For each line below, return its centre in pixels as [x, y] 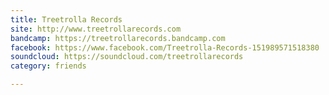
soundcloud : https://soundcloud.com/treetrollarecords [127, 57]
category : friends [48, 66]
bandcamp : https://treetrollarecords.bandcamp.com [118, 38]
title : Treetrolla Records [66, 19]
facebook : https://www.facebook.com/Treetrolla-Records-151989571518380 [165, 47]
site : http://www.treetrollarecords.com [96, 29]
